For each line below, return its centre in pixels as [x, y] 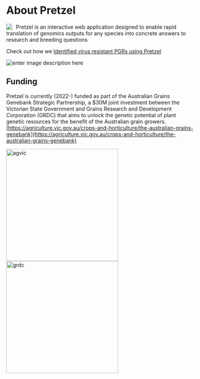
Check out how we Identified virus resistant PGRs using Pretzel [84, 51]
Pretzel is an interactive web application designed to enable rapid [96, 27]
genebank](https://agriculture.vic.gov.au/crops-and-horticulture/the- [91, 134]
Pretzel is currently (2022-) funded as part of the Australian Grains [88, 96]
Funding [22, 82]
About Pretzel [41, 10]
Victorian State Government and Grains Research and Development [89, 109]
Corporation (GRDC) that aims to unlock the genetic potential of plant [91, 115]
